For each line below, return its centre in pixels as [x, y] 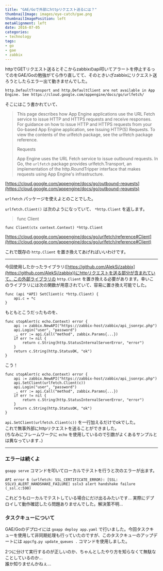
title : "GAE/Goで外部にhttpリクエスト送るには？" [51, 9]
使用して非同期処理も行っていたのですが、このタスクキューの [79, 535]
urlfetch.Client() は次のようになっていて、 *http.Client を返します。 [76, 209]
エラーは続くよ [23, 459]
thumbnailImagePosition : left [36, 18]
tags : [10, 41]
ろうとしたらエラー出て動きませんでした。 [47, 81]
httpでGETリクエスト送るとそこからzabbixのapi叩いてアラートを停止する [78, 69]
